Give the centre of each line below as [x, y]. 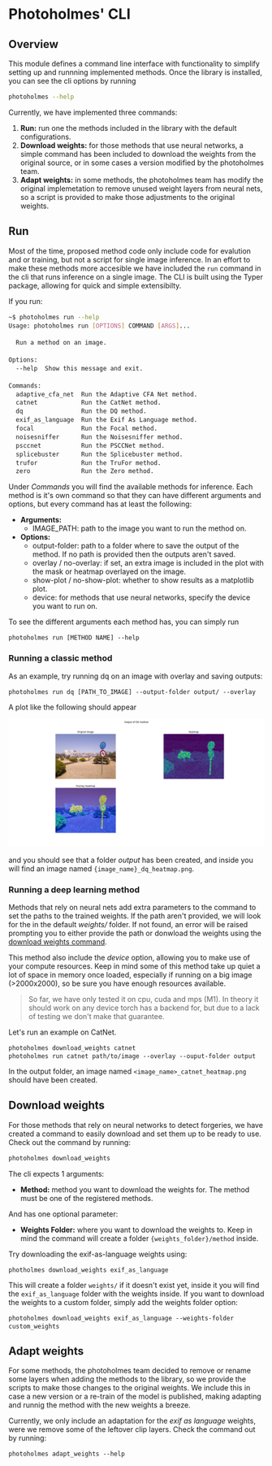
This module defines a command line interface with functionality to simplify [134, 63]
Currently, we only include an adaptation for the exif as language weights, [132, 1421]
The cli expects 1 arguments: [56, 1173]
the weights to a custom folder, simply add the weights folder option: [123, 1302]
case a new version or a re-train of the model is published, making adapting [135, 1397]
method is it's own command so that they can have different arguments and [135, 496]
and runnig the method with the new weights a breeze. [99, 1405]
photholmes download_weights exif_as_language [89, 1270]
